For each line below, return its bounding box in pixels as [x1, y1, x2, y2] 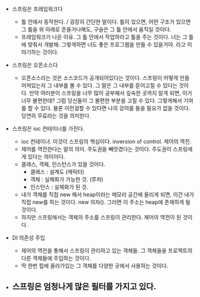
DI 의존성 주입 [12, 234, 45, 241]
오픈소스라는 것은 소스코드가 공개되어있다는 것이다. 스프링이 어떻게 [21, 75, 179, 81]
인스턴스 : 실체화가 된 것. [30, 184, 89, 190]
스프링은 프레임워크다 [12, 5, 63, 12]
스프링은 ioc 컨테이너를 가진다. [12, 125, 85, 132]
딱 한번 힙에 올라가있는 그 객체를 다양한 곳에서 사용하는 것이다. [21, 262, 168, 269]
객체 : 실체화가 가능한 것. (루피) [30, 176, 104, 183]
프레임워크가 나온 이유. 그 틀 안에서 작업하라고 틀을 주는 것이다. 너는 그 [21, 33, 188, 41]
